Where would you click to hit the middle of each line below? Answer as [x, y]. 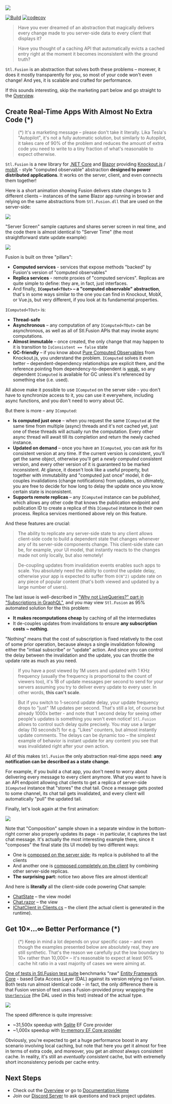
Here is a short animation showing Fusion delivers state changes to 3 [78, 190]
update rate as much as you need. [41, 660]
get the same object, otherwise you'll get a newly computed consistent [87, 459]
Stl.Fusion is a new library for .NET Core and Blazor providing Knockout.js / [85, 164]
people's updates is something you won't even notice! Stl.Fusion [87, 719]
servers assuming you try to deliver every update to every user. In [87, 687]
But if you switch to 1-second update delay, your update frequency [88, 702]
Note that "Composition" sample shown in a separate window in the [77, 828]
